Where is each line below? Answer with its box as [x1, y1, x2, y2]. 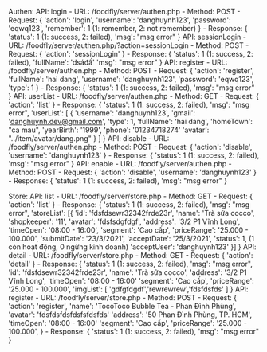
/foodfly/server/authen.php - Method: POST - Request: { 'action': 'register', [8, 66, 254, 75]
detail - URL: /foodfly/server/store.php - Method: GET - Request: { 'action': [8, 251, 253, 260]
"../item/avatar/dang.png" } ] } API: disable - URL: [8, 134, 170, 143]
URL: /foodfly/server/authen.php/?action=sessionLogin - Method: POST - [8, 41, 249, 50]
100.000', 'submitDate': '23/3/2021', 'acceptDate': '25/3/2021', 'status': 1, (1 [8, 234, 255, 243]
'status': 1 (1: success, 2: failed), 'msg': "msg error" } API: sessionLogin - [8, 32, 247, 41]
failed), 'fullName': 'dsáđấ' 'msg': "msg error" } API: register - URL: [8, 57, 228, 67]
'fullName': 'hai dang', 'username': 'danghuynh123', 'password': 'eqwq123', [8, 75, 254, 84]
